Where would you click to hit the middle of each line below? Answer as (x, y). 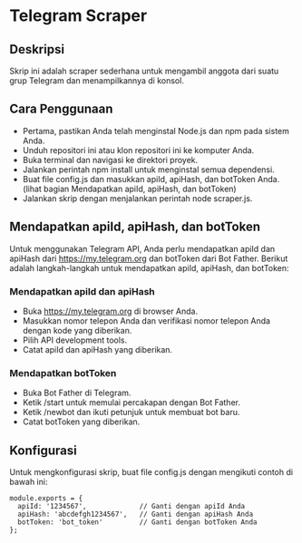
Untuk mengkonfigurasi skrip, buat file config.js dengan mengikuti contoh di (151, 472)
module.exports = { (46, 499)
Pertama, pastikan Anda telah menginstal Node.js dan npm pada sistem (156, 131)
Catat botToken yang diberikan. (81, 422)
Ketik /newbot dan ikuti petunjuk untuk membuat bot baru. (131, 412)
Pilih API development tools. (75, 340)
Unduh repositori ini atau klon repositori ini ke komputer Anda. (138, 150)
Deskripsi (37, 49)
